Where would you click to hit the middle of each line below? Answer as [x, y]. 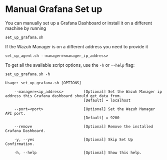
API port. [15, 113]
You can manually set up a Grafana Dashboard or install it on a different [79, 23]
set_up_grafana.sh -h [28, 74]
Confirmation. [20, 144]
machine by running [26, 28]
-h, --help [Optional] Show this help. [78, 153]
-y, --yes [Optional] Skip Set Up [74, 140]
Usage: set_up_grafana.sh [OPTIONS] [43, 83]
